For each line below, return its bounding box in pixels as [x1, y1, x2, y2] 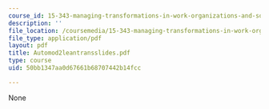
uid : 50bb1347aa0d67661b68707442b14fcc [8, 64, 142, 72]
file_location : [8, 26, 59, 34]
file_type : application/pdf [8, 34, 102, 42]
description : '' [8, 19, 62, 27]
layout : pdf [8, 42, 48, 50]
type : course [8, 57, 52, 65]
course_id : [8, 11, 45, 20]
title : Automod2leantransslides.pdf [8, 49, 130, 57]
